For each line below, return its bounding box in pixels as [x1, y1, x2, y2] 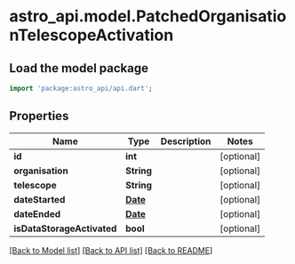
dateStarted [13, 193, 66, 205]
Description [160, 135, 211, 148]
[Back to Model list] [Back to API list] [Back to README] [9, 244, 213, 255]
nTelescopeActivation [9, 25, 174, 45]
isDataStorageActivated [13, 222, 117, 235]
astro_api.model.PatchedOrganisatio [9, 6, 287, 27]
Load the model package [9, 60, 149, 76]
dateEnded [13, 207, 60, 220]
